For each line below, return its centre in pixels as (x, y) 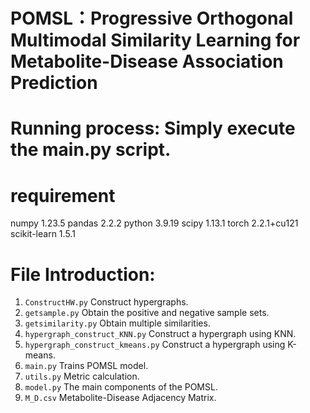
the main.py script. (91, 150)
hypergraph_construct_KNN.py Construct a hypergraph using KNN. (160, 334)
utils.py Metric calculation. (82, 376)
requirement (63, 195)
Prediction (54, 83)
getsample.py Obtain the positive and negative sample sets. (147, 313)
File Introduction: (83, 274)
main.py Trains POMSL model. (86, 366)
